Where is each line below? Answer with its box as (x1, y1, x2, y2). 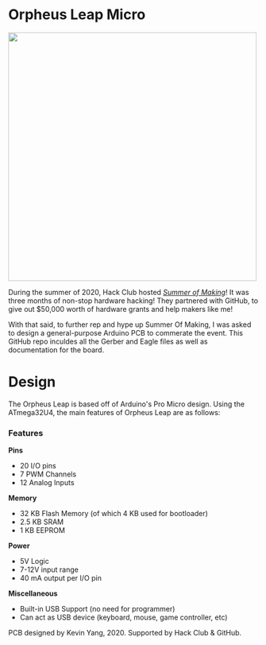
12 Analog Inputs (19, 478, 75, 488)
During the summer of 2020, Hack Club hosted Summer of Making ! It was (8, 287, 249, 297)
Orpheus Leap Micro (8, 6, 146, 24)
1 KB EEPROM (19, 526, 66, 535)
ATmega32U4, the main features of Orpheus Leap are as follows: (8, 407, 221, 417)
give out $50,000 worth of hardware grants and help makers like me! (8, 304, 233, 313)
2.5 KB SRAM (19, 517, 64, 526)
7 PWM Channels (19, 469, 77, 479)
